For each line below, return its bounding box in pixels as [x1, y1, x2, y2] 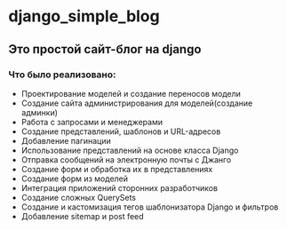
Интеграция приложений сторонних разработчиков [20, 182, 219, 193]
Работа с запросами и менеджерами [20, 116, 163, 127]
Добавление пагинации [20, 135, 112, 146]
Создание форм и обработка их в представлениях [20, 163, 213, 174]
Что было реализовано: [8, 68, 116, 81]
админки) [20, 107, 59, 117]
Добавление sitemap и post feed [20, 210, 144, 221]
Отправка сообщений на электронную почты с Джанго [20, 154, 232, 165]
